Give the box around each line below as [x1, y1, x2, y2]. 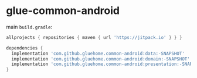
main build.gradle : [6, 23, 53, 30]
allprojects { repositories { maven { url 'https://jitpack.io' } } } [6, 34, 182, 40]
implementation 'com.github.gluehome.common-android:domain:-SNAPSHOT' [11, 56, 191, 62]
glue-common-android [6, 4, 120, 17]
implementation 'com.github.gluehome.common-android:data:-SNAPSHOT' [11, 51, 185, 56]
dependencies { [6, 45, 43, 51]
